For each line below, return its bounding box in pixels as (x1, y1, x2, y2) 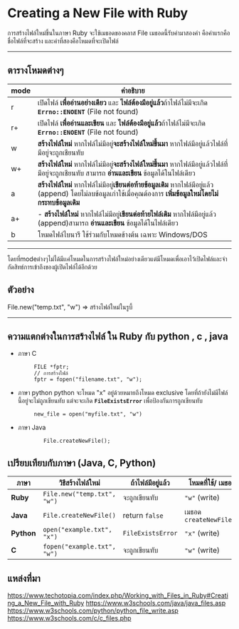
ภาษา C (17, 349, 37, 358)
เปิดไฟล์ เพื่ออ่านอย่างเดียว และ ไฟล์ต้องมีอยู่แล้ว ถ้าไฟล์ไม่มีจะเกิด (38, 98, 208, 108)
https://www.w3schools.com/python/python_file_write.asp (7, 606, 179, 615)
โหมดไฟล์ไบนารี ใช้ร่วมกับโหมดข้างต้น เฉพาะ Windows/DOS (38, 230, 208, 240)
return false (122, 511, 164, 521)
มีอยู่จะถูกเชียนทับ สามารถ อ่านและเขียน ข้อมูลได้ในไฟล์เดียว (38, 168, 196, 178)
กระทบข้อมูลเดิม (38, 198, 80, 208)
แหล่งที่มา (7, 572, 41, 584)
